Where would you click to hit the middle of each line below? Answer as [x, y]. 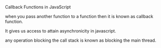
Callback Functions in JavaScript [38, 7]
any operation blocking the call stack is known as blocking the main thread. [81, 40]
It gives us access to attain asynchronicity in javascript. [60, 31]
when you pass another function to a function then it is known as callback [79, 16]
